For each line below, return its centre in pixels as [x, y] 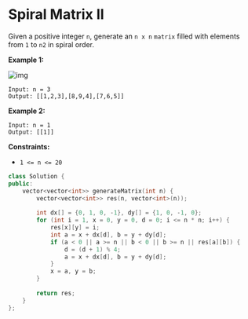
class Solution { [36, 176]
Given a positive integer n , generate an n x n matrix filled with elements [124, 36]
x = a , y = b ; [73, 271]
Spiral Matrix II [56, 15]
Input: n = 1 [29, 125]
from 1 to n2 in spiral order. [51, 44]
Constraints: [29, 146]
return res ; [56, 293]
